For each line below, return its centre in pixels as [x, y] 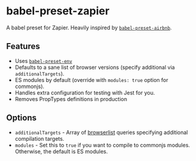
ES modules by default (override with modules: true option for [92, 80]
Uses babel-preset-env [43, 60]
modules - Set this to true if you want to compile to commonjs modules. [102, 145]
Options [22, 118]
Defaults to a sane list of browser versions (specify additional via [95, 67]
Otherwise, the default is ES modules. [61, 151]
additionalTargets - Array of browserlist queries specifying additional [101, 132]
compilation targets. [40, 138]
